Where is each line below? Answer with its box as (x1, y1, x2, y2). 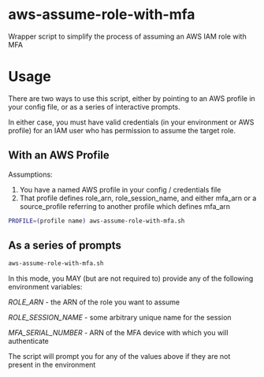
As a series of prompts (8, 238, 122, 252)
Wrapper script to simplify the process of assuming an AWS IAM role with (8, 32, 247, 41)
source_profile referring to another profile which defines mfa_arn (19, 201, 231, 211)
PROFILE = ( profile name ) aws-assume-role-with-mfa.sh (8, 217, 185, 225)
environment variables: (8, 282, 83, 292)
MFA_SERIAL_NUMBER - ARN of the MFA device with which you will (8, 328, 229, 338)
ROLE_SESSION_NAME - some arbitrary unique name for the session (8, 313, 232, 323)
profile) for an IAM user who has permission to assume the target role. (8, 125, 236, 135)
